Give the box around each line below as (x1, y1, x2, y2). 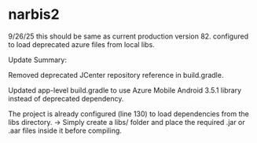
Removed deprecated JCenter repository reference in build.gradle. (8, 70, 224, 79)
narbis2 (8, 5, 61, 24)
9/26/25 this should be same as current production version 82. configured (8, 31, 249, 41)
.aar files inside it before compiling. (8, 126, 122, 135)
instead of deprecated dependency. (8, 93, 124, 103)
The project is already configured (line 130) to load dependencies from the (8, 108, 249, 119)
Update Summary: (8, 55, 68, 64)
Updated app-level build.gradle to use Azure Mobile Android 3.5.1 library (8, 85, 242, 95)
